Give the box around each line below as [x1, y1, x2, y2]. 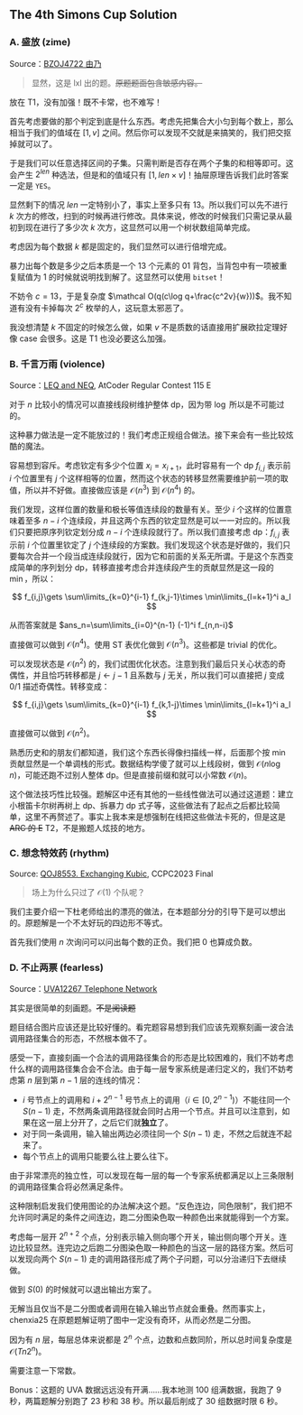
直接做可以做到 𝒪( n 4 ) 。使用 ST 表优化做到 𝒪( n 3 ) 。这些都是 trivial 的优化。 [9, 637, 282, 650]
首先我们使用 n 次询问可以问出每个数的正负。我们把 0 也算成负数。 [9, 936, 257, 947]
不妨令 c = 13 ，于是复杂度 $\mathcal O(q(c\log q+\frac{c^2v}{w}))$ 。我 [9, 291, 277, 301]
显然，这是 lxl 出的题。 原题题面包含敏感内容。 [31, 77, 203, 88]
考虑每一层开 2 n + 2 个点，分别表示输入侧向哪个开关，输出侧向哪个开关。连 [9, 1229, 287, 1242]
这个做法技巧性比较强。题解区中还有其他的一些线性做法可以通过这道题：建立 [9, 789, 294, 800]
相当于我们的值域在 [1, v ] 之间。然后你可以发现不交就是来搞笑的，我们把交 [9, 126, 284, 138]
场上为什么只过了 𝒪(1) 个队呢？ [31, 886, 146, 897]
